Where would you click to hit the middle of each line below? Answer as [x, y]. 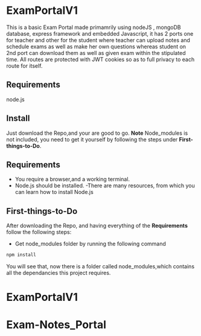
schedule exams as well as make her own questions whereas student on [96, 47]
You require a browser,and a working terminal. [72, 179]
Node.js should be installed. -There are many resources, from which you [105, 186]
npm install [21, 255]
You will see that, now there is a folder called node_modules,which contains [101, 267]
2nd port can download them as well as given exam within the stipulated [96, 53]
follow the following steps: [39, 232]
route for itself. [24, 66]
